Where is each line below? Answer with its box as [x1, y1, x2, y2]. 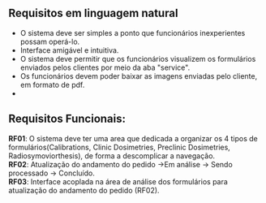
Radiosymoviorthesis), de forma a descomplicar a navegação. [8, 150, 216, 161]
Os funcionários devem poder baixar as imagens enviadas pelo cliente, [19, 71, 258, 80]
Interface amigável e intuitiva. [19, 45, 119, 55]
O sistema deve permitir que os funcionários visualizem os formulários [19, 54, 256, 63]
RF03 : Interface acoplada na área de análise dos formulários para [8, 176, 229, 186]
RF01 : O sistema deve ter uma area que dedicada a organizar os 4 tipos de [8, 133, 258, 143]
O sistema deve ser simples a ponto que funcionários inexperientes [19, 28, 246, 37]
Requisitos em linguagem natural [8, 6, 178, 20]
